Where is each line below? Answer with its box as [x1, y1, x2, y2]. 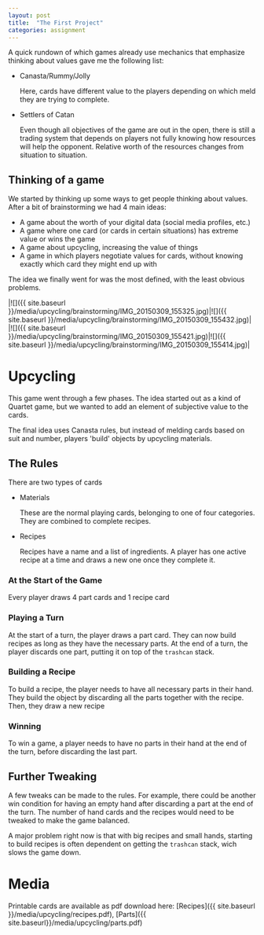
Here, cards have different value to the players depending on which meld [19, 87, 256, 96]
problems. [8, 283, 41, 293]
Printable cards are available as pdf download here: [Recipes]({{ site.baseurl [8, 901, 255, 911]
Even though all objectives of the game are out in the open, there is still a [19, 125, 255, 134]
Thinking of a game [8, 173, 104, 186]
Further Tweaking [8, 770, 97, 783]
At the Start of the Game [8, 575, 103, 586]
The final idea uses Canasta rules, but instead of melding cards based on [8, 425, 245, 435]
